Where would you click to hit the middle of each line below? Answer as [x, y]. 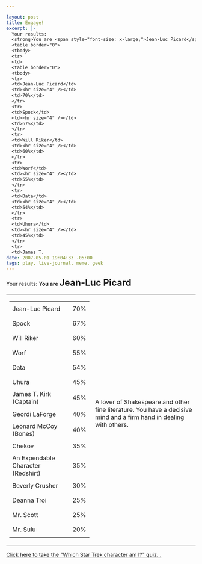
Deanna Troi [29, 500]
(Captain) [26, 402]
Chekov [23, 446]
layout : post [23, 17]
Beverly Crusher [35, 485]
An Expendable [34, 458]
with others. [112, 425]
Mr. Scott [25, 515]
